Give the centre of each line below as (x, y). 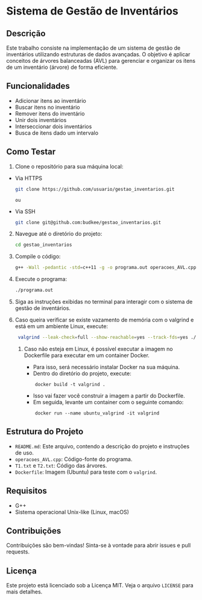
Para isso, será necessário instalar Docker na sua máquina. (106, 367)
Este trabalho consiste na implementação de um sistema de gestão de (93, 48)
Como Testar (31, 152)
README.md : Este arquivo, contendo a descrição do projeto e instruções (102, 446)
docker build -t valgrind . (70, 384)
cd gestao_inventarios (43, 245)
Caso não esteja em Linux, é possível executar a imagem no (98, 349)
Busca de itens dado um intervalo (56, 133)
